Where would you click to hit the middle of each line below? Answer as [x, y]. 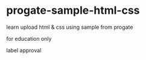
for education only [29, 38]
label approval [24, 50]
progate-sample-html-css [73, 10]
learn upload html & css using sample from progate [70, 27]
